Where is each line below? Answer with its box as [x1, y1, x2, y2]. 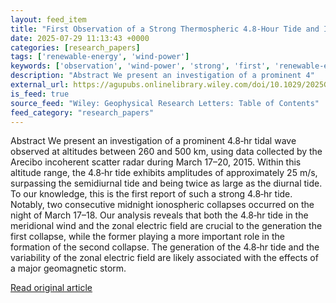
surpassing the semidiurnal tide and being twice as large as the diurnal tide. [10, 177, 323, 190]
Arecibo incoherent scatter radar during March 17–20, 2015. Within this [10, 156, 302, 168]
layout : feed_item [10, 14, 87, 25]
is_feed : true [10, 89, 70, 99]
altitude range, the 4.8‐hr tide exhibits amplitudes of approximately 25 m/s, [10, 167, 318, 179]
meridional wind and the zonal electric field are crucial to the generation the [10, 220, 323, 232]
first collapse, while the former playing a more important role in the [10, 231, 285, 243]
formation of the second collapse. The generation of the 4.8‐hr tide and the [10, 241, 320, 253]
